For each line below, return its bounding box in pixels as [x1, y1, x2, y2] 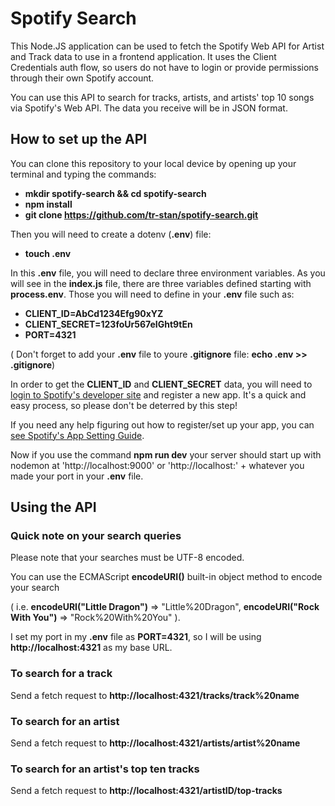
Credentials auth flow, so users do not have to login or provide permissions [10, 61, 320, 73]
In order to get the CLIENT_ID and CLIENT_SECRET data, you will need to [10, 378, 313, 390]
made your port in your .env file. [10, 470, 144, 482]
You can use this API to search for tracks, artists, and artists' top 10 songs [10, 91, 315, 103]
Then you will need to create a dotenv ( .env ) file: [10, 228, 212, 240]
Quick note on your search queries [10, 529, 182, 543]
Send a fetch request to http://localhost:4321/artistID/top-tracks [10, 785, 283, 797]
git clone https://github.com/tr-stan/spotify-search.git [24, 208, 259, 221]
